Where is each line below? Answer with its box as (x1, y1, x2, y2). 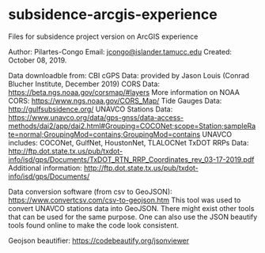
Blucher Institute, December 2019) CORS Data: (8, 79, 161, 89)
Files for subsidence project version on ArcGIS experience (8, 32, 199, 41)
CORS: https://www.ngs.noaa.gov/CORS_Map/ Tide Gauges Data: (8, 96, 222, 105)
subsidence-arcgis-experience (8, 6, 218, 24)
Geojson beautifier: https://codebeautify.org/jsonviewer (8, 236, 190, 245)
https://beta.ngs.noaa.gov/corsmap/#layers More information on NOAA (8, 87, 240, 96)
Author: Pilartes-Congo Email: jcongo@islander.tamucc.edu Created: (8, 47, 232, 56)
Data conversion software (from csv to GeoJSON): (8, 187, 172, 196)
